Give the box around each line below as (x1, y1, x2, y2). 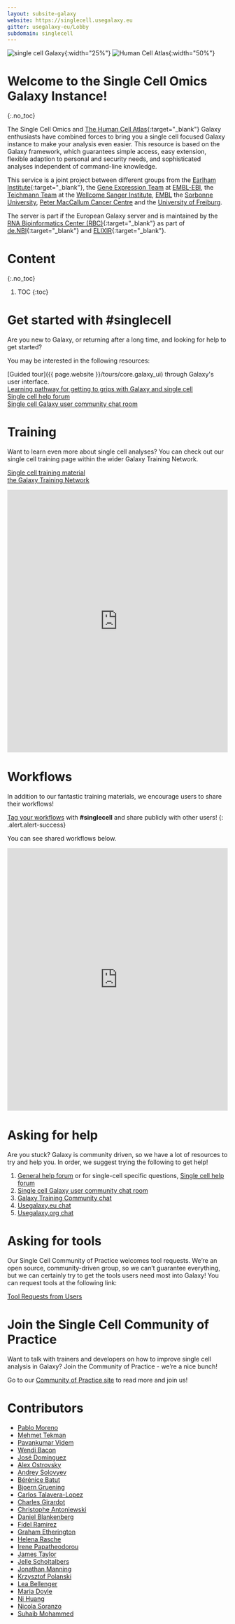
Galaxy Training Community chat (17, 1193, 112, 1202)
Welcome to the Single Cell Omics (7, 73, 208, 90)
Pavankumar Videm (17, 1438, 74, 1446)
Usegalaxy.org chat (17, 1208, 74, 1217)
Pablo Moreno (17, 1423, 58, 1431)
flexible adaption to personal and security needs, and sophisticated (7, 155, 201, 163)
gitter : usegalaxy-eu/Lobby (7, 23, 90, 30)
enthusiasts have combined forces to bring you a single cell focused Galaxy (7, 132, 225, 141)
